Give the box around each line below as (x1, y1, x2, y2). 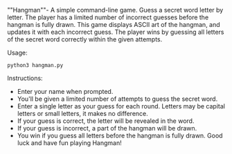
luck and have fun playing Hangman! (17, 139, 123, 147)
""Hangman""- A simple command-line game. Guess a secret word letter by (7, 6, 224, 14)
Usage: (7, 48, 28, 57)
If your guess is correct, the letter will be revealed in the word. (17, 117, 195, 125)
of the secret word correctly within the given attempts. (7, 35, 163, 44)
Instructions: (7, 74, 43, 82)
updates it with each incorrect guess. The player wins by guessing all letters (7, 28, 224, 36)
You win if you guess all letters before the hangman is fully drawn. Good (17, 131, 223, 139)
